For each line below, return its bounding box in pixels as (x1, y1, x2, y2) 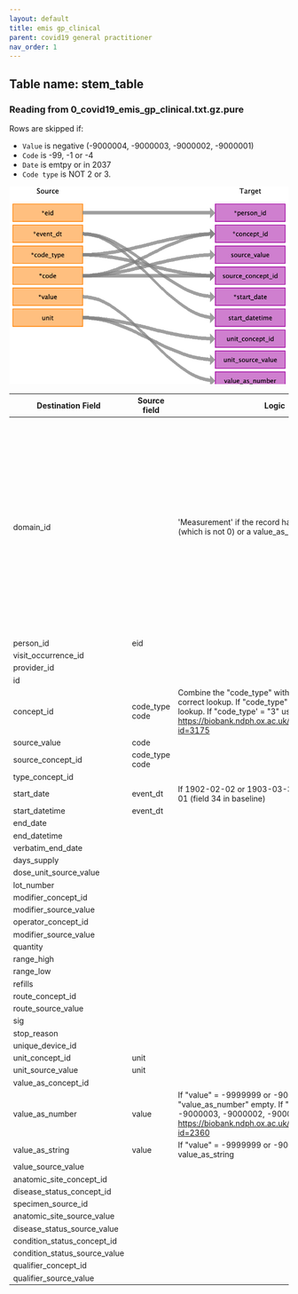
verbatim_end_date (12, 842, 82, 853)
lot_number (12, 879, 55, 890)
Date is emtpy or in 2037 (21, 159, 112, 170)
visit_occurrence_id (12, 650, 84, 661)
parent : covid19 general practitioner (9, 33, 153, 42)
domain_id (12, 521, 51, 532)
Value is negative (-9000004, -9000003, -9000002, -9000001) (21, 140, 255, 151)
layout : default (9, 14, 69, 23)
